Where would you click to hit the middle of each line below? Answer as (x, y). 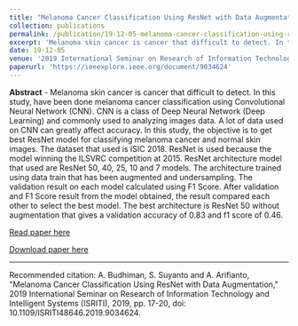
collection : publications (57, 26)
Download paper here (49, 249)
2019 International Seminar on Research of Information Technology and (140, 293)
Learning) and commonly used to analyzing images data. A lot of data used (146, 120)
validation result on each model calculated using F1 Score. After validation (144, 187)
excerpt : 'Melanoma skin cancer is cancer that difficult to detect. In (146, 42)
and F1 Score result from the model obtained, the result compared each (140, 195)
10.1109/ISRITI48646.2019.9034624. (75, 313)
